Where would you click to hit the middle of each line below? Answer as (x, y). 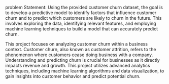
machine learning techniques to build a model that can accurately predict (82, 29)
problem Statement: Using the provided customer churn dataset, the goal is (84, 7)
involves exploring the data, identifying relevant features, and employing (81, 23)
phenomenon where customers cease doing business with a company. (79, 55)
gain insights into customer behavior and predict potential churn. (73, 76)
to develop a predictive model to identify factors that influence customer (81, 13)
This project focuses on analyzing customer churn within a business (77, 44)
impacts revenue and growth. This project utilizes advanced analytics (78, 66)
